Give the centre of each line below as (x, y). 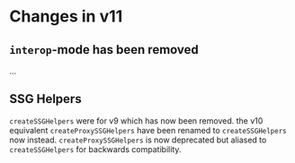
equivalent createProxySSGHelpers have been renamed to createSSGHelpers (148, 130)
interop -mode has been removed (104, 50)
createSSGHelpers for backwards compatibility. (95, 149)
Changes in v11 (66, 17)
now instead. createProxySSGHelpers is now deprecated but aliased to (138, 140)
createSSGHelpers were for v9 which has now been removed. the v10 (136, 120)
